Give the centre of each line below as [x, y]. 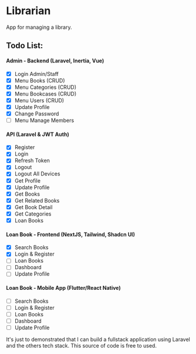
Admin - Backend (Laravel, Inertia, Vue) [55, 61]
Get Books [27, 194]
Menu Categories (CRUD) [45, 87]
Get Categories [33, 214]
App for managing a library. [39, 27]
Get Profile [28, 180]
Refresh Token [32, 161]
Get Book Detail [33, 207]
